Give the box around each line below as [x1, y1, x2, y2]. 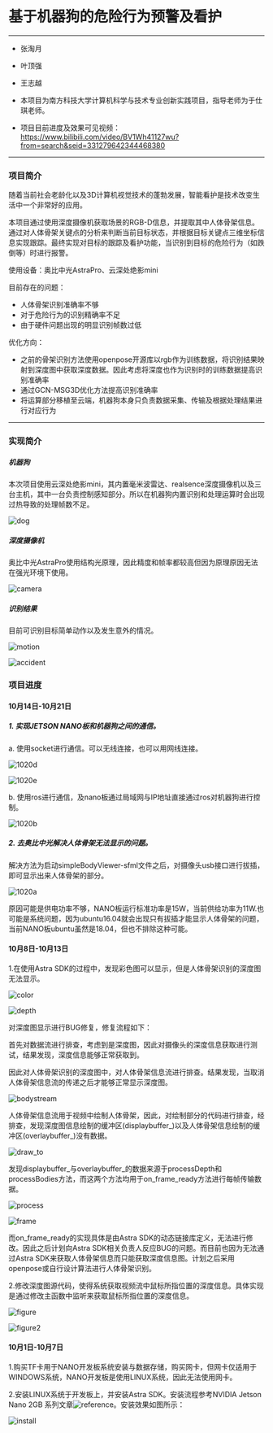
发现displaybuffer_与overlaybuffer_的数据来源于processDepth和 [8, 1164, 223, 1174]
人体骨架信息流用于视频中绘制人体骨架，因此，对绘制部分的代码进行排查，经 [8, 1110, 265, 1120]
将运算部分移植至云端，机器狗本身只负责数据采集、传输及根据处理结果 [19, 395, 256, 405]
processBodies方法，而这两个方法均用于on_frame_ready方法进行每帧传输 [8, 1174, 255, 1183]
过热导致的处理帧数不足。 [8, 499, 94, 509]
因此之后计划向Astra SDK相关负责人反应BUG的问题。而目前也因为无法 [22, 1243, 258, 1252]
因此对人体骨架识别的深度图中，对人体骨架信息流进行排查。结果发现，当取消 [8, 1067, 265, 1077]
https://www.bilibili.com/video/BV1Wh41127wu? [19, 132, 180, 142]
